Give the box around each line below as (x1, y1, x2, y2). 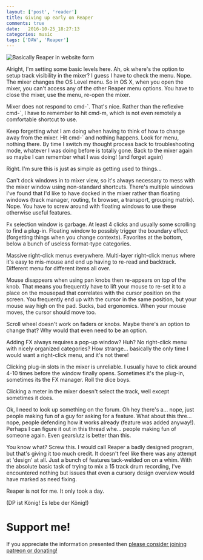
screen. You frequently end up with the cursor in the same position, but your (6, 296, 197, 303)
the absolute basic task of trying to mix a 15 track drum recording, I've (6, 463, 181, 470)
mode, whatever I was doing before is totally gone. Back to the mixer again (6, 147, 193, 154)
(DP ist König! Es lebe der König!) (6, 499, 89, 506)
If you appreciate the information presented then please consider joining (6, 540, 187, 547)
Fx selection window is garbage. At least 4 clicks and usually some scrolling (6, 221, 196, 228)
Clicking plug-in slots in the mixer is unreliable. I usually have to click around (6, 363, 197, 370)
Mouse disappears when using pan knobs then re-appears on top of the (6, 276, 187, 284)
